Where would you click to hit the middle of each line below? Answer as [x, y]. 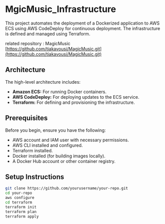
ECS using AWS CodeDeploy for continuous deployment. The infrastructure [83, 28]
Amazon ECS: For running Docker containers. [59, 92]
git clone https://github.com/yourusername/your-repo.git [67, 188]
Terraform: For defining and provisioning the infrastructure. [74, 102]
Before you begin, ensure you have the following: [56, 130]
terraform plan [21, 211]
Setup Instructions [35, 177]
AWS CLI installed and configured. [48, 145]
